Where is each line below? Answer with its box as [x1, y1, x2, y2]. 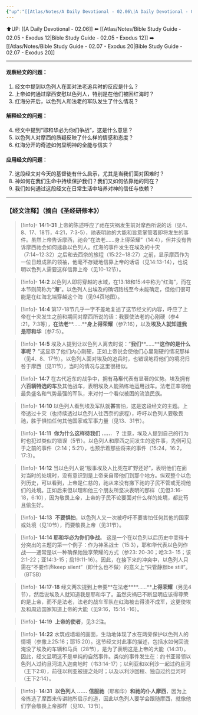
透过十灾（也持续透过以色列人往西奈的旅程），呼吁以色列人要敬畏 [25, 409, 184, 417]
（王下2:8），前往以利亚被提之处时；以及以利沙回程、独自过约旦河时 [20, 667, 187, 674]
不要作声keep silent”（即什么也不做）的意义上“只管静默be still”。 [33, 563, 191, 570]
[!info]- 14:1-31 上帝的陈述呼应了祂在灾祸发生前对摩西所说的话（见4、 [20, 221, 190, 228]
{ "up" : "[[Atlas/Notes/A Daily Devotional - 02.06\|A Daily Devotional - [6, 8, 189, 15]
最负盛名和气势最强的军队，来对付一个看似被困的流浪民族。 [20, 389, 166, 396]
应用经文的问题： [6, 156, 48, 163]
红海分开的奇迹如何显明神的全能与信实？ [14, 141, 113, 148]
